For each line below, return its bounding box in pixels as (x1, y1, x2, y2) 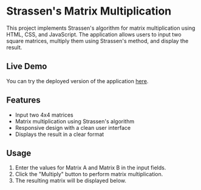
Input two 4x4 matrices (15, 111, 74, 118)
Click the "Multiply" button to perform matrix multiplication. (15, 171, 163, 178)
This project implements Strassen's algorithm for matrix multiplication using (6, 24, 196, 32)
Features (6, 95, 41, 106)
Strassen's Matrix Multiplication (6, 4, 172, 18)
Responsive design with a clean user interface (15, 124, 131, 131)
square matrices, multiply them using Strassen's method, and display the (6, 37, 189, 44)
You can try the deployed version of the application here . (6, 77, 149, 84)
